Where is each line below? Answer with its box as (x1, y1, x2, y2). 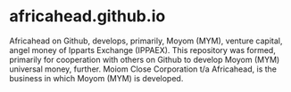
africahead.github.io (9, 6, 166, 27)
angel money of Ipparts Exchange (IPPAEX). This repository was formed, (9, 44, 277, 55)
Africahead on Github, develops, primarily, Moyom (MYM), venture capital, (9, 35, 283, 46)
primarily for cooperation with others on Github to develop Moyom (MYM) (9, 54, 280, 65)
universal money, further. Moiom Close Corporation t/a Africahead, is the (9, 64, 278, 74)
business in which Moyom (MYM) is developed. (9, 73, 184, 83)
